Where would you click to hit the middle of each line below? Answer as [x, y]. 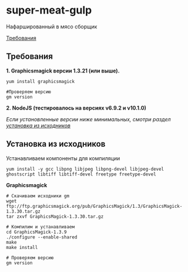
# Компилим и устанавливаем [41, 227]
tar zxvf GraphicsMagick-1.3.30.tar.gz [55, 216]
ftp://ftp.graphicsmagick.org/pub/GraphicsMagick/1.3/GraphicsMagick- [94, 206]
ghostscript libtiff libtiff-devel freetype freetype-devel [81, 174]
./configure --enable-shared [42, 237]
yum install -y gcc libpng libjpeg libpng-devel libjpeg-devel [85, 169]
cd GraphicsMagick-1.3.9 [36, 232]
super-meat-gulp [49, 10]
